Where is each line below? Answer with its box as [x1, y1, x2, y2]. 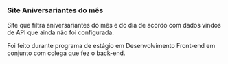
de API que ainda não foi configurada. [7, 28, 115, 36]
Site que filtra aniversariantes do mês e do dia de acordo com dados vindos [7, 21, 221, 30]
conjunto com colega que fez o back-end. [7, 49, 126, 57]
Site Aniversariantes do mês [7, 6, 104, 15]
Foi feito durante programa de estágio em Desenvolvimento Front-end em [7, 42, 216, 50]
